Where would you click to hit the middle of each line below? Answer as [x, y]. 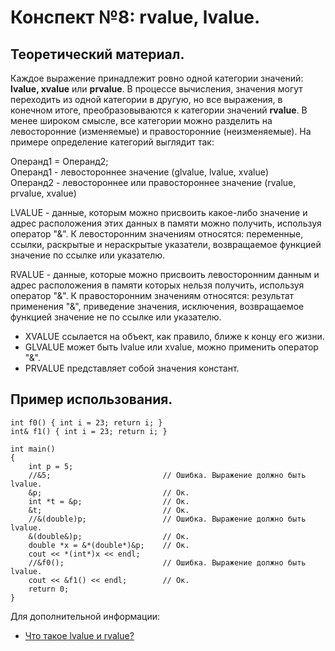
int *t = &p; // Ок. [109, 501]
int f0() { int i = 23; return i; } [86, 422]
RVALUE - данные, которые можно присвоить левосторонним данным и [165, 274]
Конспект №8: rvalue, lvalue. [135, 17]
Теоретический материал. [97, 54]
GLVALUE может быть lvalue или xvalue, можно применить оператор [171, 347]
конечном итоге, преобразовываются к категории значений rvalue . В [159, 110]
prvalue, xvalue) [43, 193]
